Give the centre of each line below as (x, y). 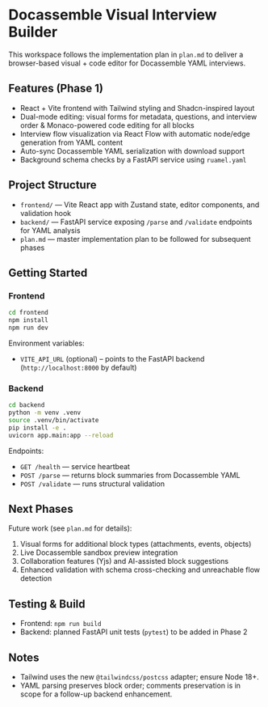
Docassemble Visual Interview (113, 15)
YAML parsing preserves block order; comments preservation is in (130, 685)
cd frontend (28, 313)
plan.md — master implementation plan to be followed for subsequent (136, 239)
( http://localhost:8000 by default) (78, 367)
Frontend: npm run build (61, 624)
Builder (33, 32)
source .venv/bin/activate (54, 420)
